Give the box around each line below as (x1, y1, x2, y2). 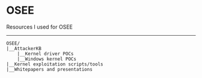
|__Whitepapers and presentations (6, 66, 93, 72)
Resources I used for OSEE (6, 23, 73, 30)
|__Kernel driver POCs (17, 51, 74, 57)
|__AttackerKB (6, 45, 42, 51)
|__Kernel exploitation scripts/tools (6, 61, 103, 67)
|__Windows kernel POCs (17, 56, 77, 62)
